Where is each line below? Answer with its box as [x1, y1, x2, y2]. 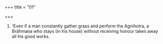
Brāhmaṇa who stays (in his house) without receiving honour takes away [11, 28, 159, 34]
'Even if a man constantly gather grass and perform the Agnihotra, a [11, 23, 149, 29]
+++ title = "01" [4, 4, 36, 10]
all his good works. [11, 34, 50, 39]
